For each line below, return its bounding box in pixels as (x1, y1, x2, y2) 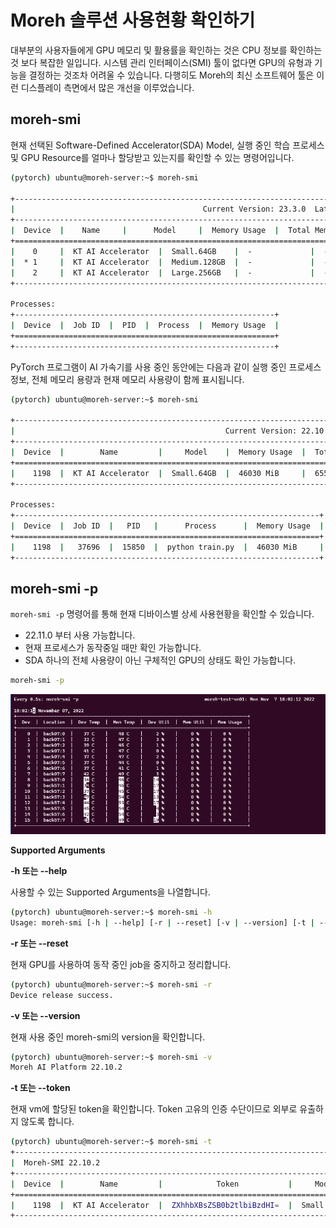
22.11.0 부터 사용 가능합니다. (24, 629, 136, 641)
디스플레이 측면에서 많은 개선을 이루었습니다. (20, 81, 195, 93)
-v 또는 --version (10, 1009, 81, 1021)
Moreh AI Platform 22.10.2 (10, 1062, 123, 1073)
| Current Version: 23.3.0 (10, 204, 307, 215)
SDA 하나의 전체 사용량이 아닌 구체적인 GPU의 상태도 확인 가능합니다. (24, 654, 297, 666)
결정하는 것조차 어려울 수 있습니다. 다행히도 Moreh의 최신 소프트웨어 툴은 (28, 69, 315, 81)
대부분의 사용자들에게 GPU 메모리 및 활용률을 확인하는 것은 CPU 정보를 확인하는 (10, 44, 323, 56)
